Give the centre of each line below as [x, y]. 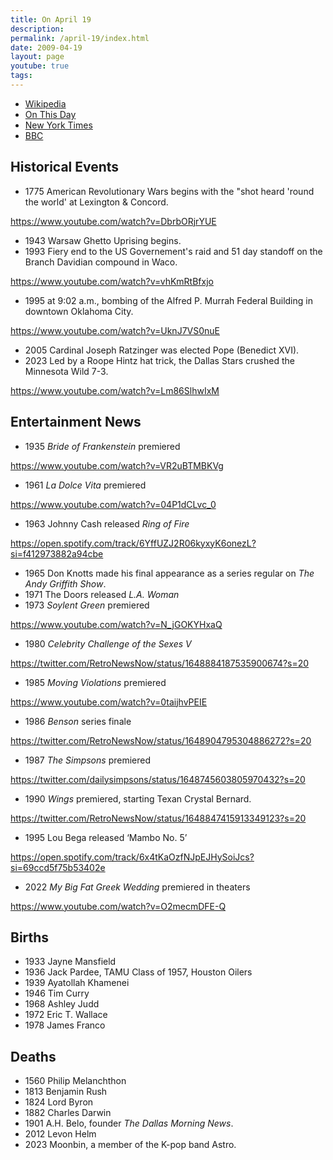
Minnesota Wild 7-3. [66, 371]
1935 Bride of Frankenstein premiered [102, 446]
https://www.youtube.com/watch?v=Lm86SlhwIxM [115, 390]
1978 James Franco [65, 1025]
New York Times [58, 125]
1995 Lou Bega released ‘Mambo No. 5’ [106, 837]
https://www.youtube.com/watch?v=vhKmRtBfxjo [112, 281]
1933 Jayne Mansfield [70, 962]
